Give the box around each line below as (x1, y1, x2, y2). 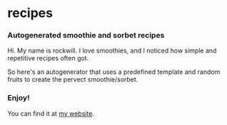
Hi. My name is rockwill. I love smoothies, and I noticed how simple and (7, 46, 217, 55)
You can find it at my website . (7, 109, 95, 118)
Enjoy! (7, 93, 30, 103)
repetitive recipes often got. (7, 54, 89, 62)
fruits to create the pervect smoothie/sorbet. (7, 75, 138, 84)
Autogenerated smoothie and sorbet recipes (7, 31, 165, 40)
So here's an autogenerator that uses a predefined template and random (7, 67, 221, 76)
